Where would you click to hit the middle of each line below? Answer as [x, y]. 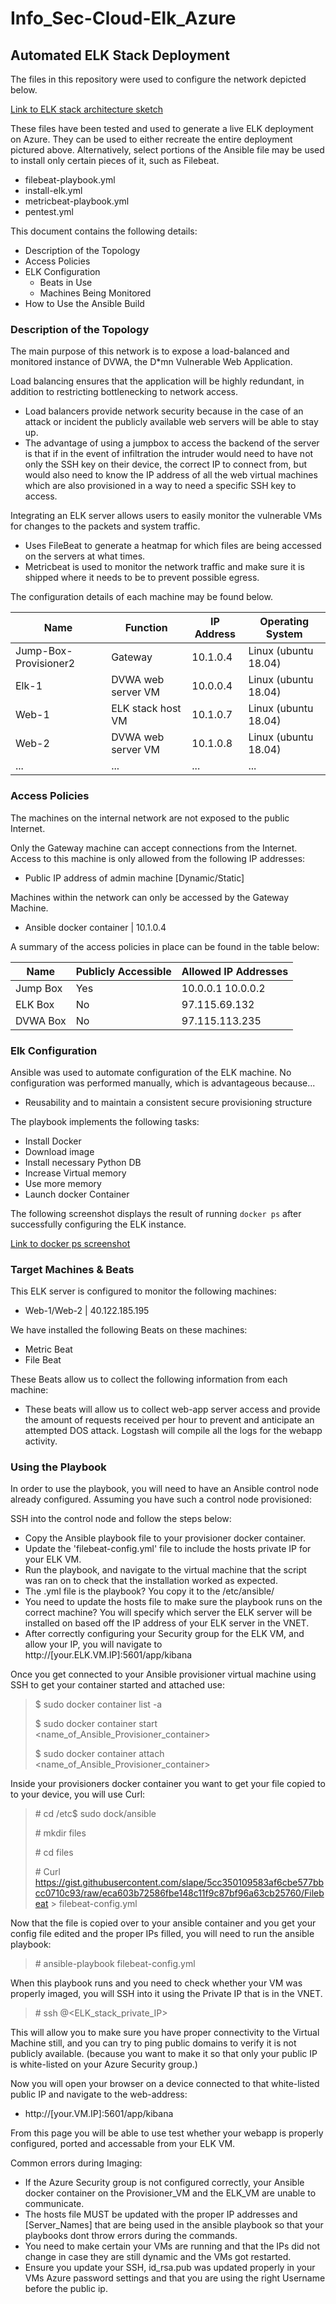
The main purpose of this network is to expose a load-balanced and [150, 351]
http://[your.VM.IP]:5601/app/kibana [99, 2114]
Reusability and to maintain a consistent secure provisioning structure [168, 1102]
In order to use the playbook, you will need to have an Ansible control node [164, 1489]
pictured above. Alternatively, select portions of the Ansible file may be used [167, 150]
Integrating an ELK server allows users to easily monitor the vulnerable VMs [166, 516]
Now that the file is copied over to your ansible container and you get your [163, 1923]
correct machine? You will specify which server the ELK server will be [168, 1613]
